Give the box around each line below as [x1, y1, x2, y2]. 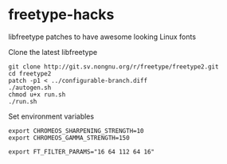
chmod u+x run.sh [8, 90, 66, 99]
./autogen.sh [8, 84, 52, 92]
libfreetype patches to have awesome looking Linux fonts [8, 32, 197, 41]
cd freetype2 [8, 69, 52, 77]
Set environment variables [8, 111, 94, 121]
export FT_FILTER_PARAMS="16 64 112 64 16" [8, 147, 155, 156]
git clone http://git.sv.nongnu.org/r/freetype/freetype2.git [8, 62, 219, 71]
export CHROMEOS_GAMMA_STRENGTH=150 [8, 134, 130, 142]
